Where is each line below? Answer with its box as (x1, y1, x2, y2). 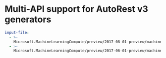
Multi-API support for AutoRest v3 (4, 3, 148, 15)
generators (4, 14, 52, 25)
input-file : (4, 30, 29, 35)
